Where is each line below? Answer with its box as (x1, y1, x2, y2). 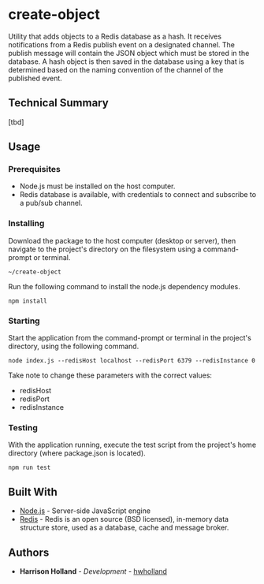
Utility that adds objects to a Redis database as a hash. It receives (8, 32, 222, 41)
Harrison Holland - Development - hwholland (19, 566, 168, 576)
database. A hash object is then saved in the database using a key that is (8, 57, 244, 66)
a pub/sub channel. (19, 199, 83, 208)
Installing (8, 218, 45, 229)
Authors (8, 545, 50, 559)
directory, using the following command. (8, 341, 139, 352)
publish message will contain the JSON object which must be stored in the (8, 48, 250, 58)
